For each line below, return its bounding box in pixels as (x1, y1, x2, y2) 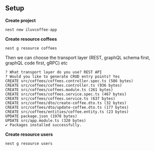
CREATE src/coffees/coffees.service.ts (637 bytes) (5, 96, 115, 101)
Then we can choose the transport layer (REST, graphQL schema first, (5, 54, 150, 60)
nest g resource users (5, 141, 53, 146)
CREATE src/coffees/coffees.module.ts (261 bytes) (5, 87, 113, 92)
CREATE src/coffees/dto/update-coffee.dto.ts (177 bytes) (5, 105, 129, 110)
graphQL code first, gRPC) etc (5, 60, 68, 66)
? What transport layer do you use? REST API (5, 69, 102, 74)
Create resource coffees (5, 36, 57, 42)
